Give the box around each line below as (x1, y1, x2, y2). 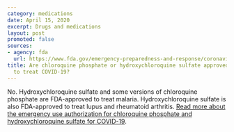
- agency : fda (7, 49, 49, 56)
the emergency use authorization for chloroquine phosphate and (7, 109, 193, 118)
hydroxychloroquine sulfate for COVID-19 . (7, 117, 127, 125)
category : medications (7, 10, 73, 17)
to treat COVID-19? (13, 68, 70, 75)
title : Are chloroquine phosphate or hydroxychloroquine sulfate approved (7, 62, 229, 69)
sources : (7, 42, 33, 49)
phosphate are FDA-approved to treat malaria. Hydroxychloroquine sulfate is (7, 94, 226, 103)
